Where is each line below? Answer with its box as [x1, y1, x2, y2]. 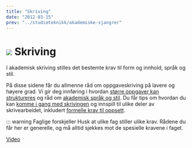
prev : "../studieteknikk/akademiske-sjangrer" [6, 19, 122, 25]
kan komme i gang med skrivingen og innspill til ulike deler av [6, 100, 154, 107]
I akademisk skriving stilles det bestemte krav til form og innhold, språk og [6, 64, 186, 71]
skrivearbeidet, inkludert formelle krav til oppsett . [6, 107, 126, 114]
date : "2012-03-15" [6, 14, 54, 20]
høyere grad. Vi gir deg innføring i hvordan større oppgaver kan [6, 88, 160, 95]
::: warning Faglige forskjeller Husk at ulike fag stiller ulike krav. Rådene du [6, 118, 186, 125]
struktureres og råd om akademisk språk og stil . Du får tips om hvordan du [6, 95, 186, 102]
